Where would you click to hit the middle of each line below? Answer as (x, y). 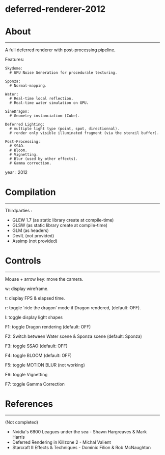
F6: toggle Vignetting (26, 374)
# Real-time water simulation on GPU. (49, 103)
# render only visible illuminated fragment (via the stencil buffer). (84, 133)
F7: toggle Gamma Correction (35, 384)
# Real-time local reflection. (41, 99)
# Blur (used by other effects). (44, 159)
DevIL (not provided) (33, 236)
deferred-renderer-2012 (55, 9)
